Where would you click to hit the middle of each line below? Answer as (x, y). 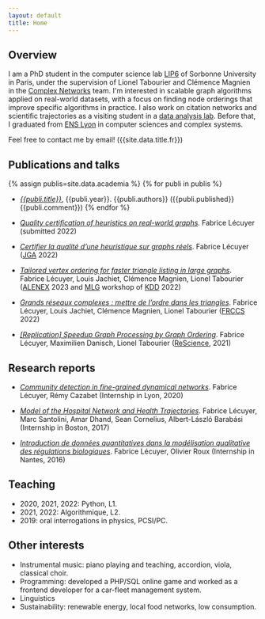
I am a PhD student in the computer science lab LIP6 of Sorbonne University (132, 74)
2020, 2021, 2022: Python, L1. (68, 503)
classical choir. (44, 573)
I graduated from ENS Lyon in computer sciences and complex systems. (126, 124)
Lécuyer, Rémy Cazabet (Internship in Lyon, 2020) (101, 395)
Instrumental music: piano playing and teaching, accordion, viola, (125, 564)
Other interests (46, 546)
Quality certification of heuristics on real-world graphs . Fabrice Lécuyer (137, 223)
